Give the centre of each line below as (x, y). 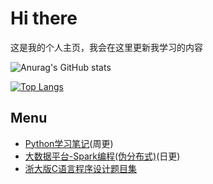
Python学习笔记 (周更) (69, 143)
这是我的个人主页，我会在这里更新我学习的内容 (106, 47)
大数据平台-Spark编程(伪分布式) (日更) (102, 156)
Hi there (44, 18)
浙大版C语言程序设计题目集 (81, 168)
